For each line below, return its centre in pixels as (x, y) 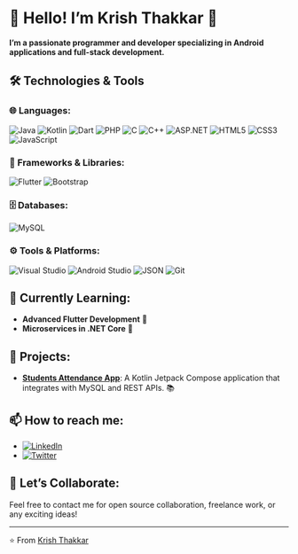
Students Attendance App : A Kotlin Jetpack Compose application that (151, 378)
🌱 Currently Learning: (70, 297)
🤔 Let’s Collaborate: (64, 484)
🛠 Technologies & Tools (77, 81)
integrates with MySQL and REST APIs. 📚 (98, 388)
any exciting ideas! (43, 514)
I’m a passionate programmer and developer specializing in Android (137, 43)
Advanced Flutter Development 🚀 (85, 319)
